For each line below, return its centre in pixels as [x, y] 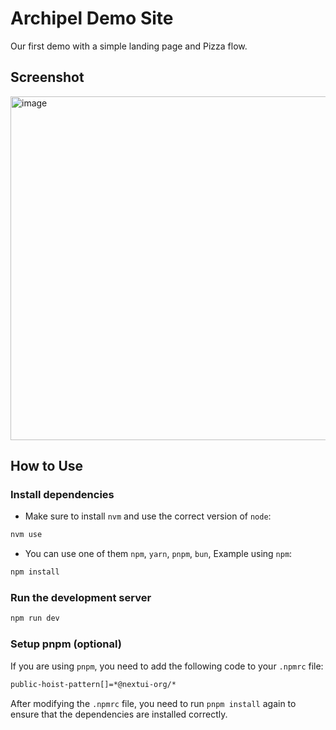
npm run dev [35, 618]
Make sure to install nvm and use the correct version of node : [148, 516]
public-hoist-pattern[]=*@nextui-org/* [93, 684]
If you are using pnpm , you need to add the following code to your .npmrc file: [167, 666]
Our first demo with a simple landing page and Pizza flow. [129, 46]
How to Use [47, 466]
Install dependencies [62, 495]
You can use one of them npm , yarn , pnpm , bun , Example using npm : [158, 554]
